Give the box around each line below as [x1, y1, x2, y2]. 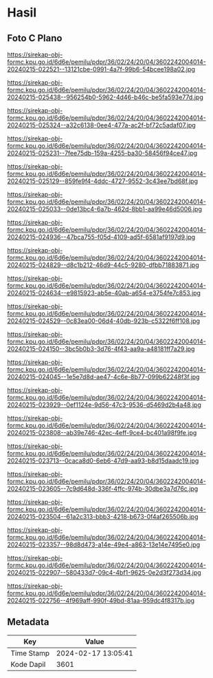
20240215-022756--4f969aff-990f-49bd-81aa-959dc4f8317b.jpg [7, 597, 194, 604]
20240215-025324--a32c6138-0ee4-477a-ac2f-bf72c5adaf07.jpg [7, 121, 196, 129]
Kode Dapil [10, 659, 46, 669]
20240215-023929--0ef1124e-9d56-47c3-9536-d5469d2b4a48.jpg [7, 401, 201, 409]
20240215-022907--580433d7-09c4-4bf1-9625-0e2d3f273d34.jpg [7, 569, 201, 576]
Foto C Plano [7, 32, 63, 44]
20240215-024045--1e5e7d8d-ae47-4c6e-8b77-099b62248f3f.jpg [7, 373, 200, 381]
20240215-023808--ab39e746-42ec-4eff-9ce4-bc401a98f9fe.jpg [7, 429, 197, 436]
